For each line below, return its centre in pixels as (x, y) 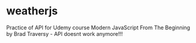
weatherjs (32, 11)
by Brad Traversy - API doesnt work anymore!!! (65, 33)
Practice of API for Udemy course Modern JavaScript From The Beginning (98, 27)
